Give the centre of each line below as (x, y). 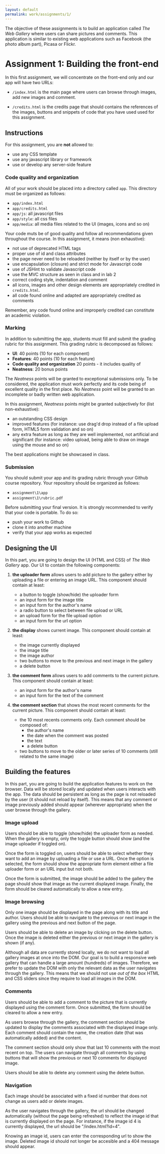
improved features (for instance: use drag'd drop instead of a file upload (85, 424)
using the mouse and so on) (41, 445)
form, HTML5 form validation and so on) (53, 429)
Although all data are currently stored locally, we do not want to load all (77, 952)
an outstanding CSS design (40, 418)
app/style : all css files (35, 218)
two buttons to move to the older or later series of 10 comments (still (89, 751)
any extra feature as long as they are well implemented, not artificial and (85, 434)
